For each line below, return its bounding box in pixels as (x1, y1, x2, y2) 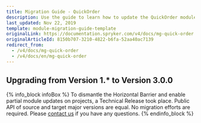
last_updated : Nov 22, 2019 (6, 20, 77, 26)
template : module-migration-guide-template (6, 25, 117, 32)
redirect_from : (6, 42, 44, 48)
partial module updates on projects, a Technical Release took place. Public (6, 97, 190, 104)
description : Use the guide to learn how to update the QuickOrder (6, 14, 178, 20)
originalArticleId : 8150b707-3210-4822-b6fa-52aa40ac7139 (6, 36, 154, 42)
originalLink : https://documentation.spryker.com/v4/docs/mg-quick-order (6, 31, 194, 37)
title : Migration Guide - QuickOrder (6, 8, 100, 15)
